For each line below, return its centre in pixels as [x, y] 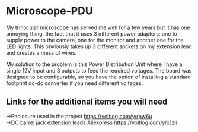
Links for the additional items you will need [87, 102]
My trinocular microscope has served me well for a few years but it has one [98, 27]
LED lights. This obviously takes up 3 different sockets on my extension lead [99, 46]
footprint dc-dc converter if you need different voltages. [75, 83]
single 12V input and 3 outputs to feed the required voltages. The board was [99, 70]
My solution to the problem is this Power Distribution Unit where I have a [94, 64]
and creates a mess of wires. [41, 52]
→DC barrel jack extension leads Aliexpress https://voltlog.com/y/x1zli [92, 122]
